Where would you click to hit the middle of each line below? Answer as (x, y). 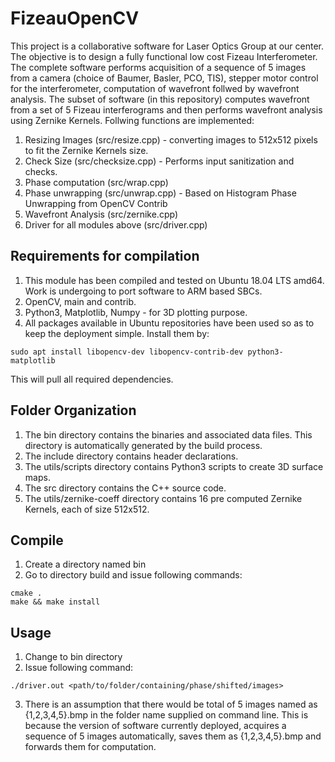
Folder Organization (73, 410)
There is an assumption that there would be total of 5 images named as (171, 704)
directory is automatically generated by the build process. (143, 445)
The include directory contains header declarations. (131, 456)
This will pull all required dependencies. (92, 379)
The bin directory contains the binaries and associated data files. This (168, 434)
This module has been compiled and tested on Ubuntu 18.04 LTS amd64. (174, 280)
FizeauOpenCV (75, 18)
